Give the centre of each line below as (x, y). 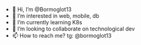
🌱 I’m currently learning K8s (47, 22)
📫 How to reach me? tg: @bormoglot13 (62, 36)
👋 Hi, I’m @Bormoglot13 (42, 9)
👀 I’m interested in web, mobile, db (56, 16)
